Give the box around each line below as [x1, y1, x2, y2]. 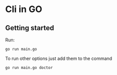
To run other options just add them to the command [5, 55, 112, 61]
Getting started [5, 24, 54, 32]
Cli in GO [5, 4, 42, 15]
